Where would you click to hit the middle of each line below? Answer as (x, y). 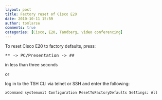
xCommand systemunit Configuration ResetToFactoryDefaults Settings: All (81, 93)
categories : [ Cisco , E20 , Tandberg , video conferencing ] (64, 32)
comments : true (20, 28)
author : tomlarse (23, 23)
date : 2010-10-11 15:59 (29, 19)
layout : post (18, 10)
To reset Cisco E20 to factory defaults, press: (51, 46)
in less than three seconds (32, 65)
